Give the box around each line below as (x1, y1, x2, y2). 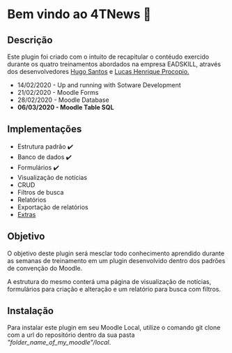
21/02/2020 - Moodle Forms (17, 89, 99, 96)
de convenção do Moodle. (7, 264, 82, 272)
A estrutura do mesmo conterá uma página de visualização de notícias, (7, 277, 211, 285)
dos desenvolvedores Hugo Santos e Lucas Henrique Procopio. (7, 68, 190, 75)
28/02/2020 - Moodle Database (17, 96, 109, 104)
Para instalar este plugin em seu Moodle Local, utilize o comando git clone (7, 324, 221, 332)
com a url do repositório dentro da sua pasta (7, 331, 135, 339)
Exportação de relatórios (17, 202, 88, 211)
